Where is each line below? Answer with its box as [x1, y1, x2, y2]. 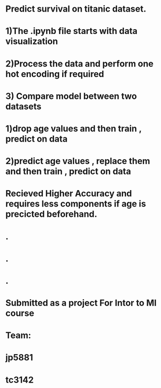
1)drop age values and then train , [5, 123, 142, 134]
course [5, 308, 34, 319]
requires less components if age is [5, 198, 146, 210]
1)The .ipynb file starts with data [5, 26, 138, 37]
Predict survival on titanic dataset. [5, 3, 147, 15]
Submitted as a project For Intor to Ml [5, 297, 157, 308]
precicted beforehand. [5, 209, 98, 220]
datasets [5, 101, 41, 112]
